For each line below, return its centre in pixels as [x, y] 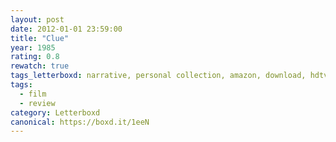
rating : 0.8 [35, 57]
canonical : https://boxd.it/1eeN [80, 122]
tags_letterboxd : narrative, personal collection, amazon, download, [158, 76]
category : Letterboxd [55, 112]
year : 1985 [33, 47]
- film [33, 94]
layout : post [37, 19]
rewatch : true [40, 66]
